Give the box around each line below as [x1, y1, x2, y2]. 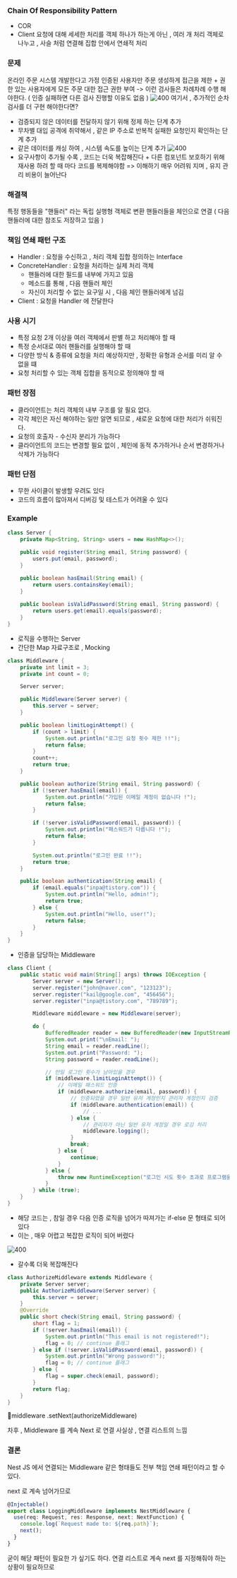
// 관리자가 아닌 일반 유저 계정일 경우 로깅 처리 [83, 1121, 207, 1128]
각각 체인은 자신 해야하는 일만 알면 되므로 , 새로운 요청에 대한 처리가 [17, 414, 204, 422]
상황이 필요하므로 [7, 1562, 55, 1571]
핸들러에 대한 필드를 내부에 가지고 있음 [28, 271, 134, 279]
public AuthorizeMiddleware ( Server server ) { [20, 1287, 157, 1294]
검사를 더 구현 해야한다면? [7, 102, 79, 111]
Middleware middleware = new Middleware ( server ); [32, 1010, 181, 1017]
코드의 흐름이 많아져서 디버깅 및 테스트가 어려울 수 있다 [17, 495, 169, 504]
